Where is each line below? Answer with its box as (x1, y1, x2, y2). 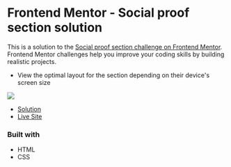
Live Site (17, 112, 42, 120)
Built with (7, 129, 40, 139)
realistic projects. (7, 57, 57, 65)
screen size (17, 78, 51, 86)
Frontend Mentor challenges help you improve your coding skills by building (7, 50, 225, 58)
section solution (7, 19, 103, 35)
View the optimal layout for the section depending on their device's (17, 71, 210, 79)
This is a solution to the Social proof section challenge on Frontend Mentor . (7, 42, 223, 51)
